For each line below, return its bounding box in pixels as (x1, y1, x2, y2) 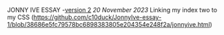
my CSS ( (7, 13, 34, 21)
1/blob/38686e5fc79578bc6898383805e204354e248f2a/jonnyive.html (7, 21, 210, 28)
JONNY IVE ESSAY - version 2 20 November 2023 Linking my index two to (7, 6, 218, 14)
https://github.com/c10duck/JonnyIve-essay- (33, 13, 162, 21)
